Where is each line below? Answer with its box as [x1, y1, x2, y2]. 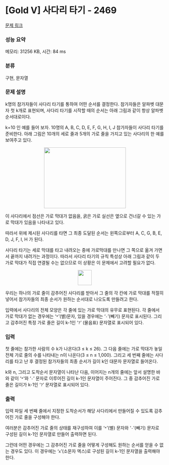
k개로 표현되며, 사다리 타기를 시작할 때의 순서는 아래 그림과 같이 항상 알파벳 [16, 107, 163, 113]
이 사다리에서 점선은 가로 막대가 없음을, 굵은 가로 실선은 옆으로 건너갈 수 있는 [5, 213, 156, 219]
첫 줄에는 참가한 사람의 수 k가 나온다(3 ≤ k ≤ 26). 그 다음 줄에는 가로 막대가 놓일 [5, 346, 162, 352]
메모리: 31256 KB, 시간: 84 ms [5, 48, 66, 54]
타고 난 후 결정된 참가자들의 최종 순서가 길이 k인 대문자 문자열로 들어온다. [14, 359, 158, 365]
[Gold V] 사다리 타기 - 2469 [5, 5, 117, 16]
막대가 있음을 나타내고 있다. [10, 219, 65, 225]
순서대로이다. [5, 113, 31, 120]
